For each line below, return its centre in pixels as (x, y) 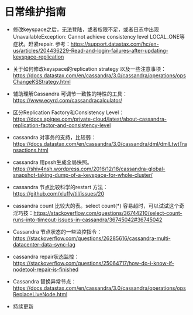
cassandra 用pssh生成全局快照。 (52, 162)
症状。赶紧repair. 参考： (42, 44)
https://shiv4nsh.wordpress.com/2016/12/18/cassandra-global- (89, 169)
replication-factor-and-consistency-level (62, 125)
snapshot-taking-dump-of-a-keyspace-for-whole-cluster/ (83, 175)
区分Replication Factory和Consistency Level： (68, 112)
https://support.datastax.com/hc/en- (115, 44)
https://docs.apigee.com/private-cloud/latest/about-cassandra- (89, 119)
